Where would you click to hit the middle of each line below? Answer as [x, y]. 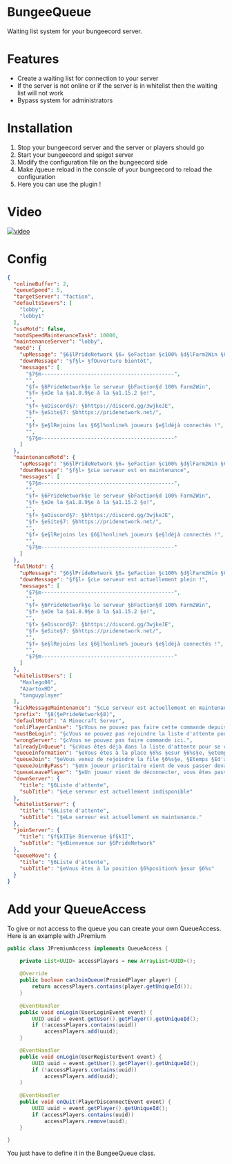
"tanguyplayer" [41, 695]
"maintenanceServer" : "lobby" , [58, 342]
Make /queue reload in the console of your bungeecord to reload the [115, 169]
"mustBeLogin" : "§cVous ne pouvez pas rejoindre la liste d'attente [114, 733]
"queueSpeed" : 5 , [38, 290]
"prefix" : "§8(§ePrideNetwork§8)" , [65, 715]
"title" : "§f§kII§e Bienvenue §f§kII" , [77, 836]
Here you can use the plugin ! [59, 184]
